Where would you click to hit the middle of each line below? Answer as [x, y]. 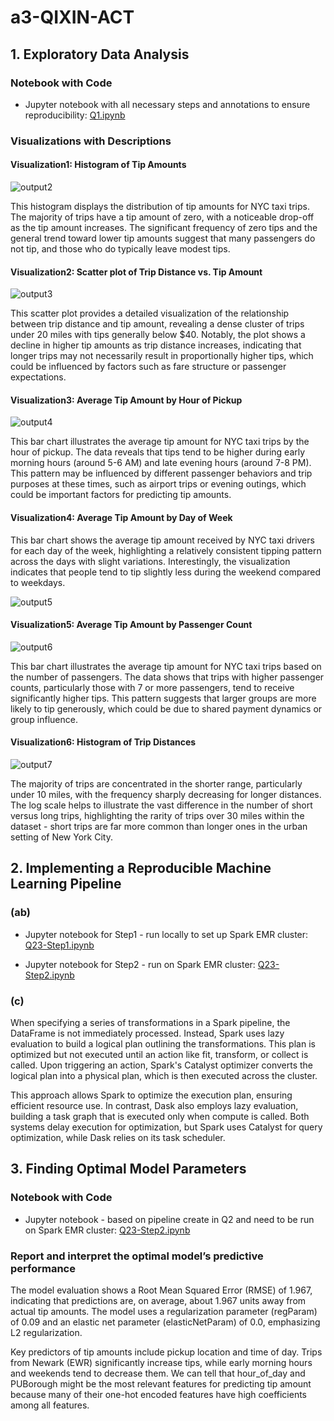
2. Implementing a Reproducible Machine [141, 868]
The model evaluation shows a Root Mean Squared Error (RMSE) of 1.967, [161, 1290]
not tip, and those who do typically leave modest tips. [120, 249]
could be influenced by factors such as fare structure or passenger [148, 367]
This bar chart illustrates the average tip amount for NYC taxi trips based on [166, 666]
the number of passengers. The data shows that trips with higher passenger [167, 677]
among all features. [50, 1405]
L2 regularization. [46, 1332]
